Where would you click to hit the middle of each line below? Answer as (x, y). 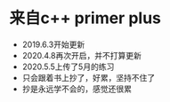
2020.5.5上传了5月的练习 (68, 67)
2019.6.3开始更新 (53, 44)
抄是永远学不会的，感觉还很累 (77, 89)
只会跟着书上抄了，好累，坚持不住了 (89, 77)
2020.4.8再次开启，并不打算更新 (82, 55)
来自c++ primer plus (85, 18)
